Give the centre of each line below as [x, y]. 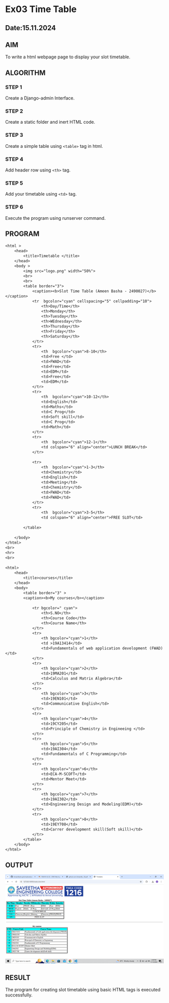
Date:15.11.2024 [31, 28]
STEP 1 [14, 87]
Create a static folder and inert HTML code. [50, 122]
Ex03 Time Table [41, 9]
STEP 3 [14, 135]
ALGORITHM [25, 73]
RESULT [18, 978]
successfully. [19, 995]
